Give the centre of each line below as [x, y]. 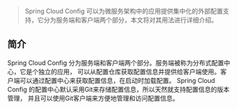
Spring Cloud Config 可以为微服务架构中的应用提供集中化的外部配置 [124, 11]
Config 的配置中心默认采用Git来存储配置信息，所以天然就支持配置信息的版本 [118, 89]
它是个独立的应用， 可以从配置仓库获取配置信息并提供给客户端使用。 [120, 71]
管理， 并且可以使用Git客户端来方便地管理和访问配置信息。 [93, 98]
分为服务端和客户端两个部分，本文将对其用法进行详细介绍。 [131, 20]
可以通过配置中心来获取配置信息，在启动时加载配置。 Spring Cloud [117, 80]
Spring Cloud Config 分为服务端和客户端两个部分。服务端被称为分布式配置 [116, 62]
